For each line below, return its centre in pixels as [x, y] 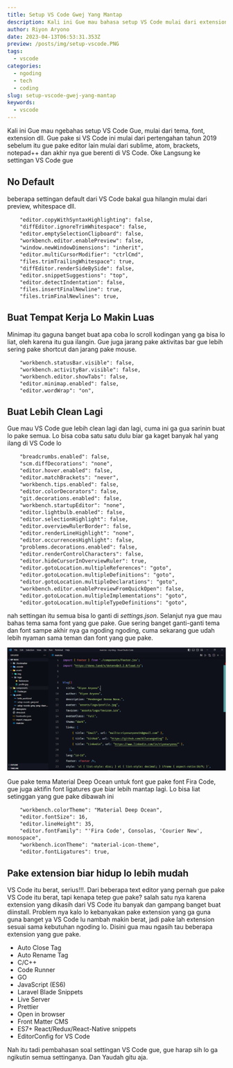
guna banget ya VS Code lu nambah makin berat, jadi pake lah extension [111, 920]
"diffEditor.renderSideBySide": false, [77, 268]
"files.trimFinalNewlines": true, [69, 296]
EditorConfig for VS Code [53, 1037]
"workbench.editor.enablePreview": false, [82, 241]
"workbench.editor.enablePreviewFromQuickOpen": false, [102, 589]
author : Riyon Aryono [38, 29]
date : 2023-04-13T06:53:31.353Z [54, 37]
